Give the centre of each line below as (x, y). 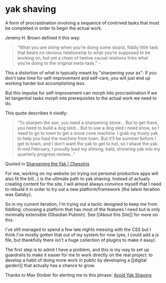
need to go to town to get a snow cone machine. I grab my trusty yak (87, 133)
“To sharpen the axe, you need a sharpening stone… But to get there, (88, 122)
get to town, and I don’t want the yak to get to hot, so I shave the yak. (88, 143)
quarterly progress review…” (46, 154)
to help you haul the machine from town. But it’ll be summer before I (86, 138)
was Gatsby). (19, 194)
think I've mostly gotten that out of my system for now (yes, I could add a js (82, 234)
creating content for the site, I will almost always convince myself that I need (83, 184)
